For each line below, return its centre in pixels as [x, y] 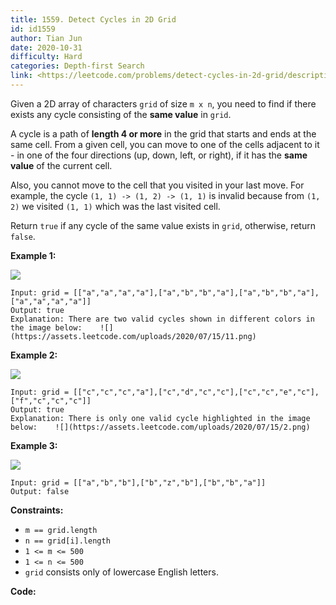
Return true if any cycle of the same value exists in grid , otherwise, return [163, 225]
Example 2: [34, 355]
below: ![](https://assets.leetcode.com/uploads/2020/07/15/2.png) [160, 427]
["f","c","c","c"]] [51, 401]
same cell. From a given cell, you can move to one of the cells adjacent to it [165, 144]
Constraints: [37, 510]
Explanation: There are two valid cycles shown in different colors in [162, 319]
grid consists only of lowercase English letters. [121, 572]
